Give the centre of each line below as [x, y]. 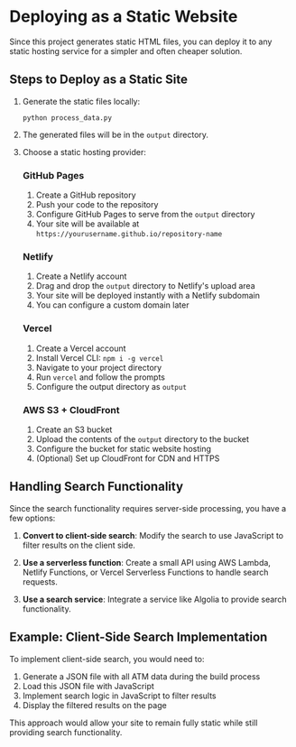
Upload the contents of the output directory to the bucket [143, 438]
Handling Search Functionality [96, 487]
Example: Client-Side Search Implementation [139, 637]
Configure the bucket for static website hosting [124, 448]
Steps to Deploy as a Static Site [98, 80]
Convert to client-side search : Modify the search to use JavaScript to [153, 535]
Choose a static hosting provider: [84, 152]
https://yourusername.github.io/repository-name [129, 235]
